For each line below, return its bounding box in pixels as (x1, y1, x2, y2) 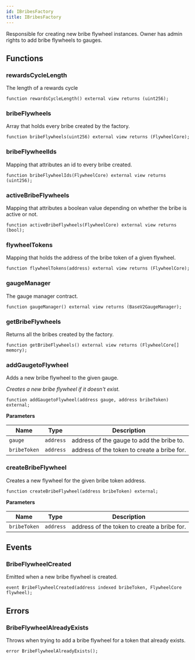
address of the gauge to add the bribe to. (71, 436, 184, 444)
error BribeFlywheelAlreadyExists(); (6, 648, 98, 654)
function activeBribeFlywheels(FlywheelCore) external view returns (6, 222, 177, 228)
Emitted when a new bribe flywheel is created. (6, 574, 118, 581)
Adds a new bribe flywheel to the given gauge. (6, 374, 119, 381)
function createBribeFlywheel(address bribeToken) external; (6, 488, 159, 494)
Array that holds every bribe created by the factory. (6, 123, 130, 130)
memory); (6, 347, 28, 353)
